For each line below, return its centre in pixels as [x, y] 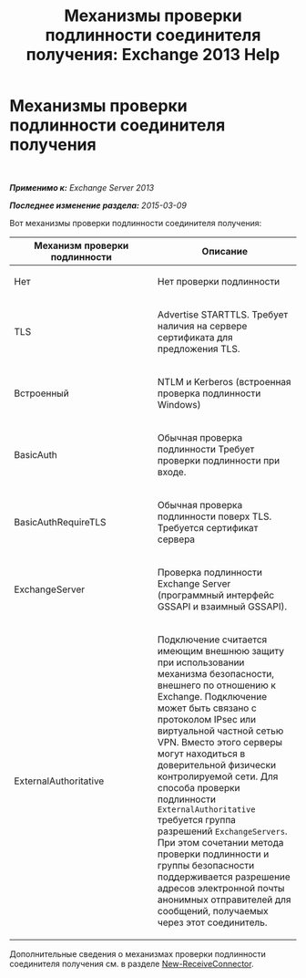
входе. [172, 472]
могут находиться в [202, 754]
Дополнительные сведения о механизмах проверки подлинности [138, 953]
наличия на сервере [203, 326]
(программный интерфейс [216, 595]
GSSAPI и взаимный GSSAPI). [223, 606]
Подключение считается [213, 640]
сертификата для [196, 337]
